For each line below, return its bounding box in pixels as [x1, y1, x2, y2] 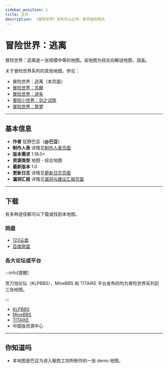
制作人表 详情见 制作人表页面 [12, 145, 71, 151]
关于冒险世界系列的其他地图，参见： [5, 68, 80, 74]
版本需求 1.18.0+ [12, 151, 46, 157]
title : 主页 [5, 12, 28, 17]
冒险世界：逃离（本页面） [12, 79, 65, 85]
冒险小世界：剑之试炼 [12, 97, 56, 103]
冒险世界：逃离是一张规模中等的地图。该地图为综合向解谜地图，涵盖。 [5, 57, 150, 63]
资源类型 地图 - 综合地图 [12, 157, 62, 163]
